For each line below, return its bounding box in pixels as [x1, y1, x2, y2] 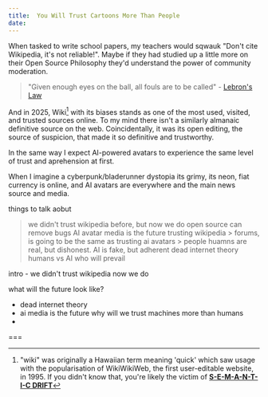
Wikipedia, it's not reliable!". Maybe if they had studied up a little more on [8, 49, 249, 59]
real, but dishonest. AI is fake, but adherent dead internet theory [27, 245, 239, 255]
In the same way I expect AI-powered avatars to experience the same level [8, 148, 254, 158]
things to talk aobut [8, 204, 72, 214]
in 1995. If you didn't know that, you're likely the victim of [19, 372, 207, 382]
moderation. [8, 66, 49, 76]
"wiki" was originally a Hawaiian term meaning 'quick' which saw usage [19, 356, 256, 365]
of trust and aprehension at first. [8, 156, 115, 166]
